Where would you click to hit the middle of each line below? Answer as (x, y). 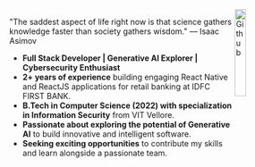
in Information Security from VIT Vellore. (98, 115)
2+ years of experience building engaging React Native (125, 77)
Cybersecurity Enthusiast (71, 67)
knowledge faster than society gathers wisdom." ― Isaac (114, 31)
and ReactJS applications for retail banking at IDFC (116, 87)
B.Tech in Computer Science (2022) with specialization (127, 105)
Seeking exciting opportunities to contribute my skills (123, 143)
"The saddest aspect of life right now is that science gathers (121, 22)
